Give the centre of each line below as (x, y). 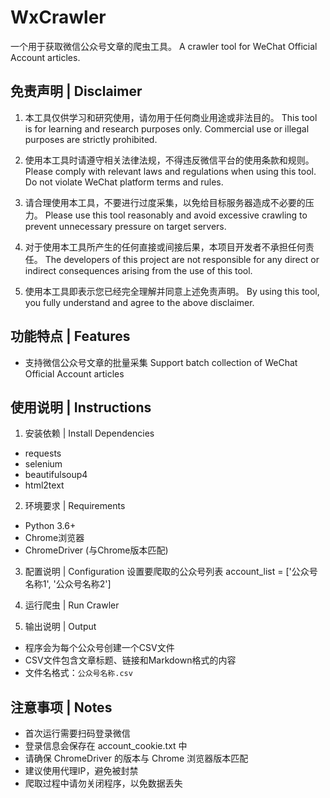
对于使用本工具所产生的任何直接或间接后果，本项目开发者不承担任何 (165, 247)
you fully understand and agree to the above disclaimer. (139, 302)
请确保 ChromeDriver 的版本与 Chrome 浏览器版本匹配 (136, 758)
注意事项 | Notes (61, 707)
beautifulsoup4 (56, 475)
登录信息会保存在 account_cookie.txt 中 (106, 746)
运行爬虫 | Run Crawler (72, 605)
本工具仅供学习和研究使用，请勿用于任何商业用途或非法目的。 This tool (171, 117)
